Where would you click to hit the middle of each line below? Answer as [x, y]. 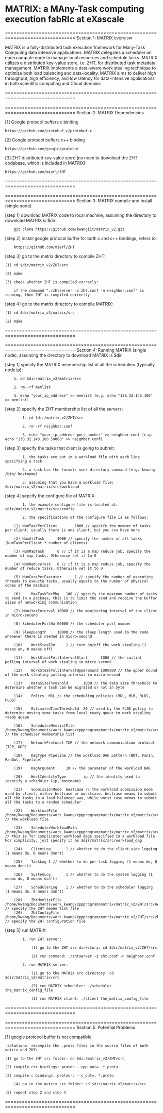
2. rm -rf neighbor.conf [48, 426]
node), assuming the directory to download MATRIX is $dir [64, 355]
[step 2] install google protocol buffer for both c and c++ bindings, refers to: [81, 238]
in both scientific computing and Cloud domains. [53, 83]
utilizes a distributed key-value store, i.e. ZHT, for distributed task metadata [81, 63]
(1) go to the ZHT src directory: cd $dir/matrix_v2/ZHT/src [94, 948]
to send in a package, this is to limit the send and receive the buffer [81, 598]
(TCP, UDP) [16, 747]
